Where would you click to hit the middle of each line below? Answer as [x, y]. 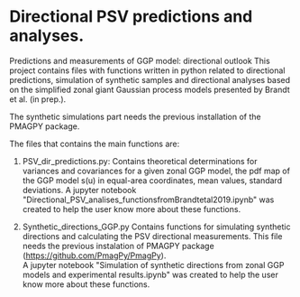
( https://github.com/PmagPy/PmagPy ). [94, 255]
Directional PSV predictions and [131, 17]
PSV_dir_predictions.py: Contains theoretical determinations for [140, 161]
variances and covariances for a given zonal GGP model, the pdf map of [156, 171]
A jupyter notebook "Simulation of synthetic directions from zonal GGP [153, 265]
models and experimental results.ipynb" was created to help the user [150, 274]
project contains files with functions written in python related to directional [147, 70]
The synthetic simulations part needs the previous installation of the [135, 116]
